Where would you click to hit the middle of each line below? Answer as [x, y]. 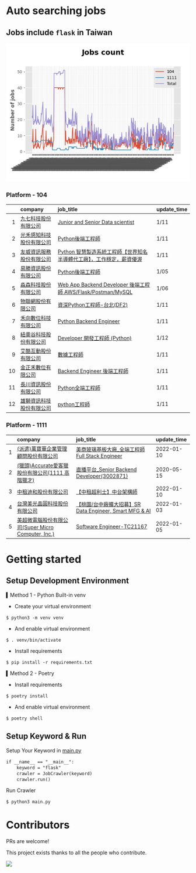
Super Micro [39, 528]
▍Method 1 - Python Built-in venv [46, 595]
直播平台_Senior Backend [106, 470]
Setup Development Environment [68, 581]
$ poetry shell [24, 718]
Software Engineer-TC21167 [112, 527]
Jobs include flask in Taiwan [59, 32]
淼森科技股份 [36, 285]
